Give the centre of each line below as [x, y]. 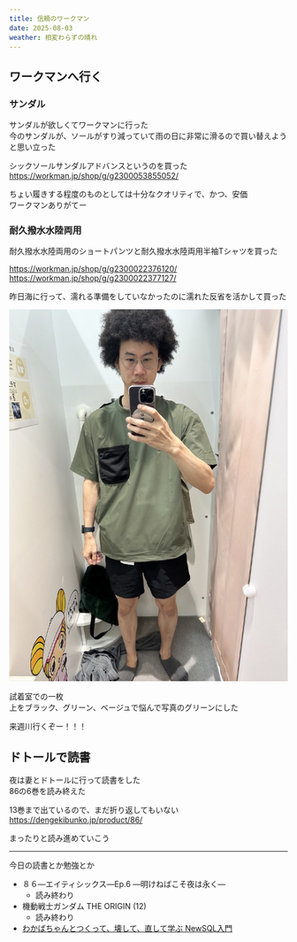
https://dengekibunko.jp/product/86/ [76, 820]
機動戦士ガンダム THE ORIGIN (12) [84, 907]
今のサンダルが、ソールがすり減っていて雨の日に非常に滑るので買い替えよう [148, 136]
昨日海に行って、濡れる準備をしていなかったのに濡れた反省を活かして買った [148, 297]
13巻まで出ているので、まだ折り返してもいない [94, 810]
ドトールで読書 [50, 757]
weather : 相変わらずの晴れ [53, 37]
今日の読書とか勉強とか [52, 865]
